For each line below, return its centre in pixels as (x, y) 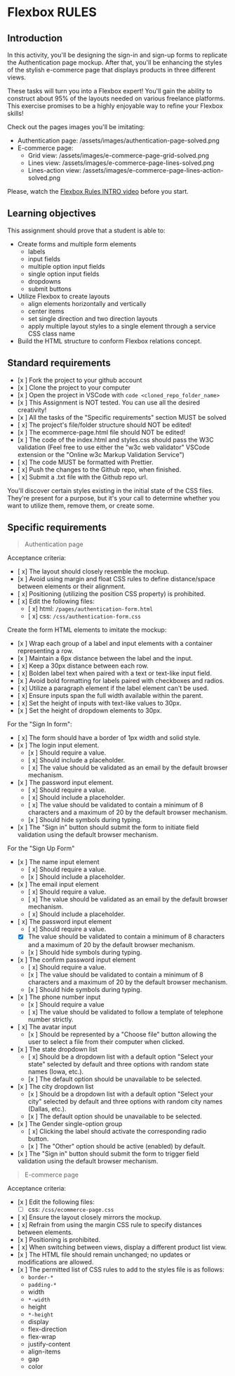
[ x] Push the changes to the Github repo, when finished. (99, 469)
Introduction (35, 38)
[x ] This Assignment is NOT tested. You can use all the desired (108, 402)
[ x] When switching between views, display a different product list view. (122, 1247)
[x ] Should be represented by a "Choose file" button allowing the (122, 1034)
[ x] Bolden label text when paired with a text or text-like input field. (114, 673)
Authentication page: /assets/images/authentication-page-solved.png (118, 140)
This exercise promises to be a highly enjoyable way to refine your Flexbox (115, 106)
